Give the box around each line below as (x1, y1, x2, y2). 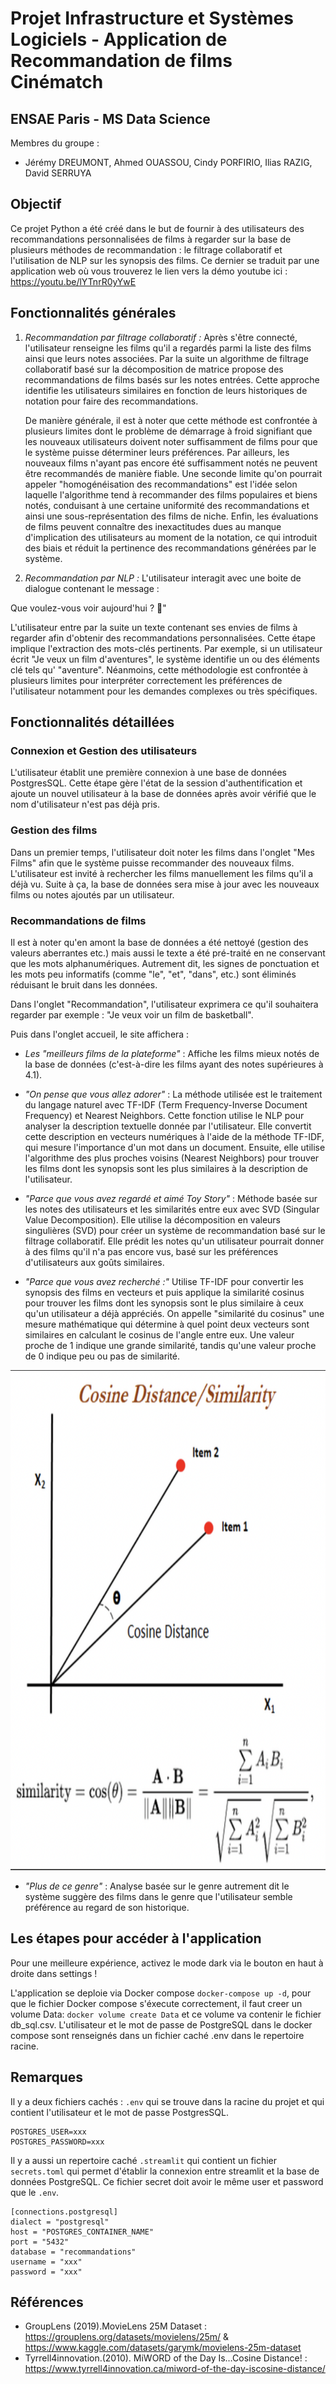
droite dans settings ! (10, 1967, 98, 1979)
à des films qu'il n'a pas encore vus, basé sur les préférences (24, 1245, 279, 1257)
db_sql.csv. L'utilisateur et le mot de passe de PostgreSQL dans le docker (10, 2018, 313, 2031)
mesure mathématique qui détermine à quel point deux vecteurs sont (24, 1318, 310, 1330)
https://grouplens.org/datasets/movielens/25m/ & (24, 2331, 230, 2343)
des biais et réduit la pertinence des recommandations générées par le (24, 542, 317, 554)
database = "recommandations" (10, 2247, 137, 2257)
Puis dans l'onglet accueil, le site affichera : (10, 1028, 190, 1040)
